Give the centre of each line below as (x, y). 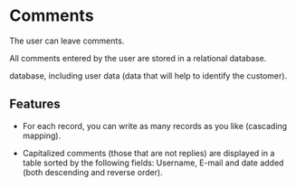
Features (35, 104)
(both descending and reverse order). (92, 172)
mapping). (42, 136)
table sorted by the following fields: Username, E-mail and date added (153, 163)
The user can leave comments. (67, 41)
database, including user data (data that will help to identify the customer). (148, 75)
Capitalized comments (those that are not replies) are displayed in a (148, 153)
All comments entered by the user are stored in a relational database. (138, 58)
